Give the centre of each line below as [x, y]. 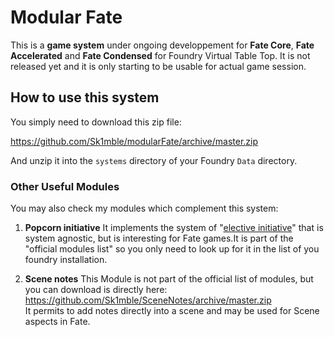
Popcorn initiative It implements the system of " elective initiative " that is [174, 228]
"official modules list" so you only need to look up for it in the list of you [172, 249]
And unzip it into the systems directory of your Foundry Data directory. [154, 160]
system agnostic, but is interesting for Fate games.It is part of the [159, 238]
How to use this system [85, 97]
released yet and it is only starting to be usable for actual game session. [158, 66]
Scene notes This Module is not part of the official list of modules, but [169, 279]
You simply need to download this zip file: [96, 122]
